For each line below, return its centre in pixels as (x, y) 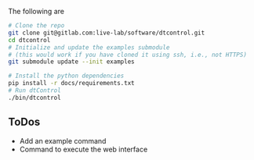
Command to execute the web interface (83, 149)
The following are (36, 11)
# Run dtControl (34, 91)
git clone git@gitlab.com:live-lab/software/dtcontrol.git (107, 33)
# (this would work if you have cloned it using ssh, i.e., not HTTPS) (127, 55)
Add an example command (63, 140)
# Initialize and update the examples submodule (89, 47)
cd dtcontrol (29, 40)
